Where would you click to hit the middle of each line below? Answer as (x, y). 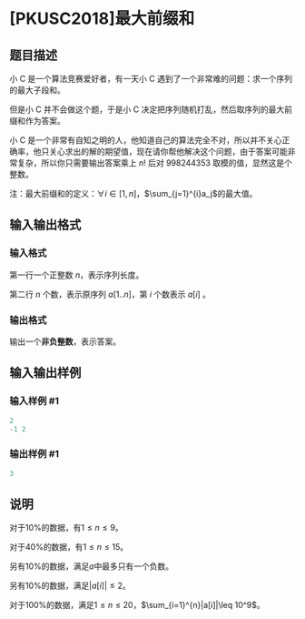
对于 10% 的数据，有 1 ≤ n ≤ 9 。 (67, 528)
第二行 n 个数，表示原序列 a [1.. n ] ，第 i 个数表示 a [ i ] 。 (110, 294)
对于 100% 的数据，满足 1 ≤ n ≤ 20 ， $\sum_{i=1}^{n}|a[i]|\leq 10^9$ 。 (137, 605)
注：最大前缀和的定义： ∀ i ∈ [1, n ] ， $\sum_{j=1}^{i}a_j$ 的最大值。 (133, 193)
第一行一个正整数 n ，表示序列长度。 (77, 275)
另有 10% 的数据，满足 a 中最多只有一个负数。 (92, 566)
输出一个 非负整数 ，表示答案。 (65, 341)
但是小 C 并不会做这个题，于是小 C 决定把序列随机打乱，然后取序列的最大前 (151, 109)
